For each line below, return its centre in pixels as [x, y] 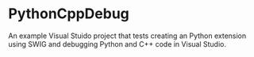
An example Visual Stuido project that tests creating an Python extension [127, 36]
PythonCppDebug [69, 14]
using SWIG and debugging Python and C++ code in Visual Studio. [117, 44]
